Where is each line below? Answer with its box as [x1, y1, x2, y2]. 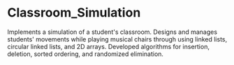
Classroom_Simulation [7, 5, 141, 21]
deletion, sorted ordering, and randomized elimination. [7, 50, 164, 58]
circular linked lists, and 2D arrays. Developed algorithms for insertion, [7, 42, 210, 50]
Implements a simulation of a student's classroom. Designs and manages [7, 28, 218, 36]
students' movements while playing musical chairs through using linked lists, [7, 35, 228, 43]
